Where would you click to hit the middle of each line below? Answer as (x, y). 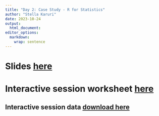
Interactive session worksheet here (79, 89)
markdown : (20, 38)
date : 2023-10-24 (23, 19)
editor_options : (22, 33)
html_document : (25, 28)
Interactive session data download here (67, 107)
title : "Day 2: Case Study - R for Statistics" (55, 10)
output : (13, 23)
